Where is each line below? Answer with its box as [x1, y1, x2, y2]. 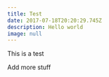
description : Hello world [7, 23, 83, 30]
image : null [7, 30, 42, 37]
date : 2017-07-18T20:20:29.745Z [7, 17, 102, 24]
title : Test [7, 10, 42, 18]
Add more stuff [7, 63, 51, 71]
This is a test [7, 49, 44, 58]
